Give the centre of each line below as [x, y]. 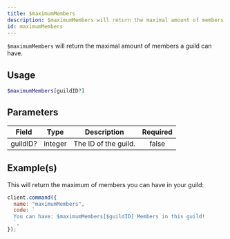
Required [157, 132]
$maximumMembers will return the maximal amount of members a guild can [109, 46]
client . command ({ [32, 198]
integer [55, 144]
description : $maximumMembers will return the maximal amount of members [116, 20]
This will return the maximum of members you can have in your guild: [106, 184]
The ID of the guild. [105, 144]
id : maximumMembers [35, 26]
